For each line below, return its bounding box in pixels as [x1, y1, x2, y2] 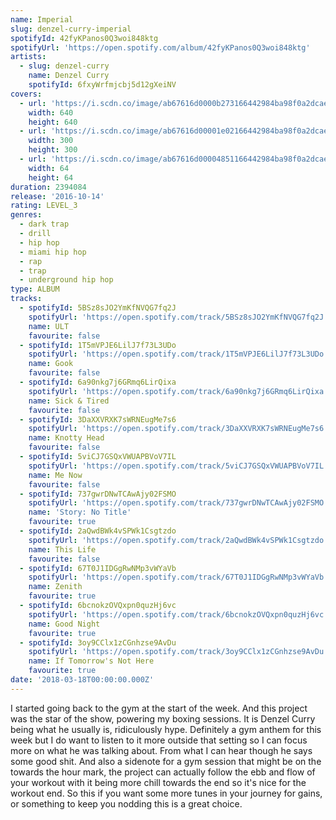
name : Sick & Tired [28, 396, 110, 406]
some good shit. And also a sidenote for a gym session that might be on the [10, 755, 322, 767]
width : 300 [28, 136, 74, 146]
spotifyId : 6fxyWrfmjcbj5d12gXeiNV [28, 80, 177, 90]
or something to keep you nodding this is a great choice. [10, 797, 243, 810]
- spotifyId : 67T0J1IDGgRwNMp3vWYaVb [19, 563, 177, 573]
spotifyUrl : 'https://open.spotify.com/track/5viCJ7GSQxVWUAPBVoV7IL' [28, 461, 329, 471]
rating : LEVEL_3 [10, 201, 78, 211]
